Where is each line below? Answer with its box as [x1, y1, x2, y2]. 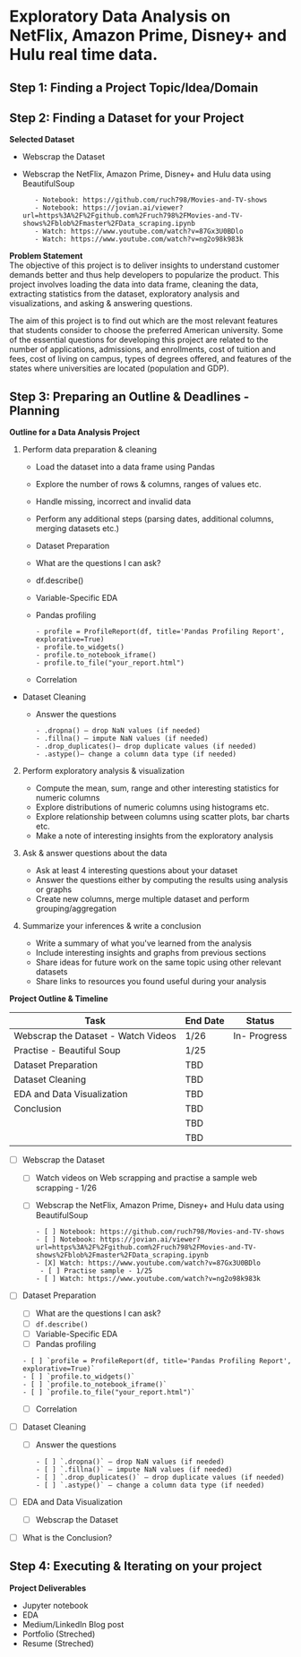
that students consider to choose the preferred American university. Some [9, 325, 284, 336]
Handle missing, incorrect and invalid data [35, 496, 192, 507]
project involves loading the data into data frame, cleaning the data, [9, 279, 259, 290]
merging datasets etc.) [35, 523, 119, 534]
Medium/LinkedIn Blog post [21, 1618, 125, 1629]
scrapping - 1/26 [35, 1182, 97, 1193]
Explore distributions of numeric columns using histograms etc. [35, 802, 270, 812]
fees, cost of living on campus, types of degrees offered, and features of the [9, 354, 292, 365]
